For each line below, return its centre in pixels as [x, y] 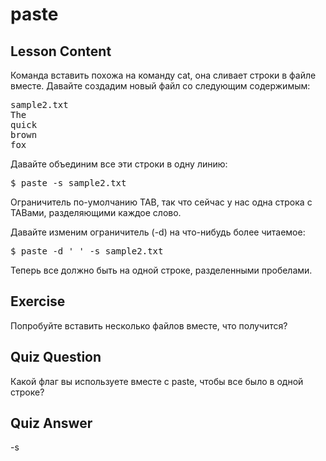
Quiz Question [56, 357]
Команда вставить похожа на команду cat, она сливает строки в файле [163, 75]
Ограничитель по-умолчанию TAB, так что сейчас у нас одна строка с [161, 202]
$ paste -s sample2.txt [68, 183]
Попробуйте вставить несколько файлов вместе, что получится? [149, 325]
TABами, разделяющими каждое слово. [96, 212]
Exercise [38, 301]
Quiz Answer [51, 423]
